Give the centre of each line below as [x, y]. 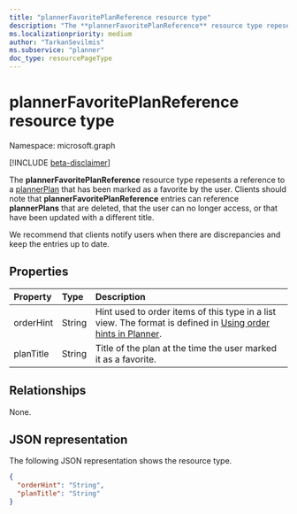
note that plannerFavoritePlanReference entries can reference [124, 198]
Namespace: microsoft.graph [62, 145]
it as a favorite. [126, 359]
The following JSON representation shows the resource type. [121, 461]
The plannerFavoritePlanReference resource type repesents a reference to [147, 180]
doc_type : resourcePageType [61, 58]
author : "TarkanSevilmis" [57, 42]
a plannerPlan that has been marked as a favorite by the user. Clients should [148, 189]
